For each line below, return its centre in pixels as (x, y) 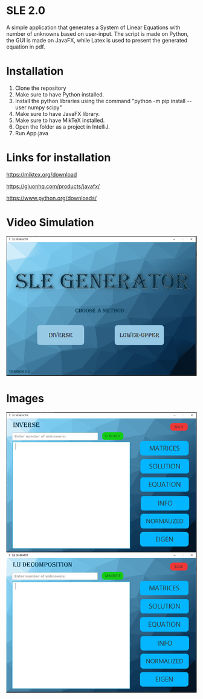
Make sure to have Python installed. (60, 94)
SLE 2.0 (26, 11)
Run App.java (31, 133)
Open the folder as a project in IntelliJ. (62, 127)
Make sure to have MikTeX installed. (60, 120)
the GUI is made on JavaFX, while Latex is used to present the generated (97, 40)
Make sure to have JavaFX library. (57, 113)
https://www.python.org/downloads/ (52, 198)
